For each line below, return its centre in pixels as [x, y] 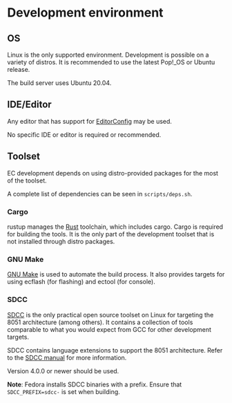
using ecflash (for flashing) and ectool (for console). [81, 282]
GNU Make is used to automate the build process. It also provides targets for [116, 274]
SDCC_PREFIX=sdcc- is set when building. [64, 391]
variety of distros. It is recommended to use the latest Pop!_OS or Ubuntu [111, 62]
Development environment [85, 13]
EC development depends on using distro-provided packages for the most [113, 173]
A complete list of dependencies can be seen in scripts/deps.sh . [100, 194]
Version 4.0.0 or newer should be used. [63, 371]
